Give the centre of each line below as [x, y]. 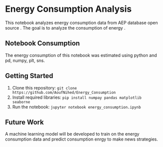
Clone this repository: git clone [44, 88]
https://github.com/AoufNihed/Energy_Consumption [64, 92]
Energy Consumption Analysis [68, 9]
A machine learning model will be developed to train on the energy [72, 134]
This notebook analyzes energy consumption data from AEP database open [81, 23]
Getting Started [29, 76]
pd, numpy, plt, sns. [25, 60]
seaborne [21, 102]
